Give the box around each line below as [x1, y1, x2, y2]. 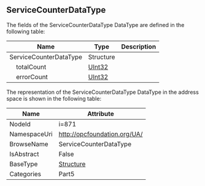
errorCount [16, 72, 48, 81]
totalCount [16, 63, 47, 71]
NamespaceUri [9, 130, 53, 138]
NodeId [9, 120, 31, 128]
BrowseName [9, 139, 48, 148]
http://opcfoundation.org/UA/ [58, 130, 143, 138]
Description [121, 42, 157, 51]
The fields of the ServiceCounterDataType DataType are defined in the [6, 21, 185, 28]
